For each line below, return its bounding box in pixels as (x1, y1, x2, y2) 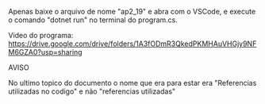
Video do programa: (8, 31, 74, 40)
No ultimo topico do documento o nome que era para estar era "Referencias (8, 79, 257, 87)
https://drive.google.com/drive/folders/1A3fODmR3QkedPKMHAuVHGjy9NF (8, 39, 257, 48)
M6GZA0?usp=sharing (8, 48, 83, 56)
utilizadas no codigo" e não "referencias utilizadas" (8, 87, 176, 96)
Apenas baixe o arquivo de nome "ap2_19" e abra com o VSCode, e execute (8, 7, 256, 16)
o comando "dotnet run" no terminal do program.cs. (8, 15, 179, 25)
